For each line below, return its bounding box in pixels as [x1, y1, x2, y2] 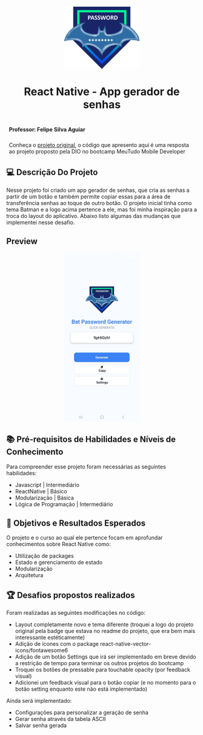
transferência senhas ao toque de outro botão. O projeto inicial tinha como [6, 199, 192, 206]
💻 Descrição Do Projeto [6, 168, 98, 178]
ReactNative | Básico [15, 487, 68, 495]
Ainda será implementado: [6, 697, 72, 705]
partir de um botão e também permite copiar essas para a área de [6, 192, 171, 200]
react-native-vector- [99, 640, 151, 648]
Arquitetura [15, 572, 44, 579]
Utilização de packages [15, 552, 74, 560]
